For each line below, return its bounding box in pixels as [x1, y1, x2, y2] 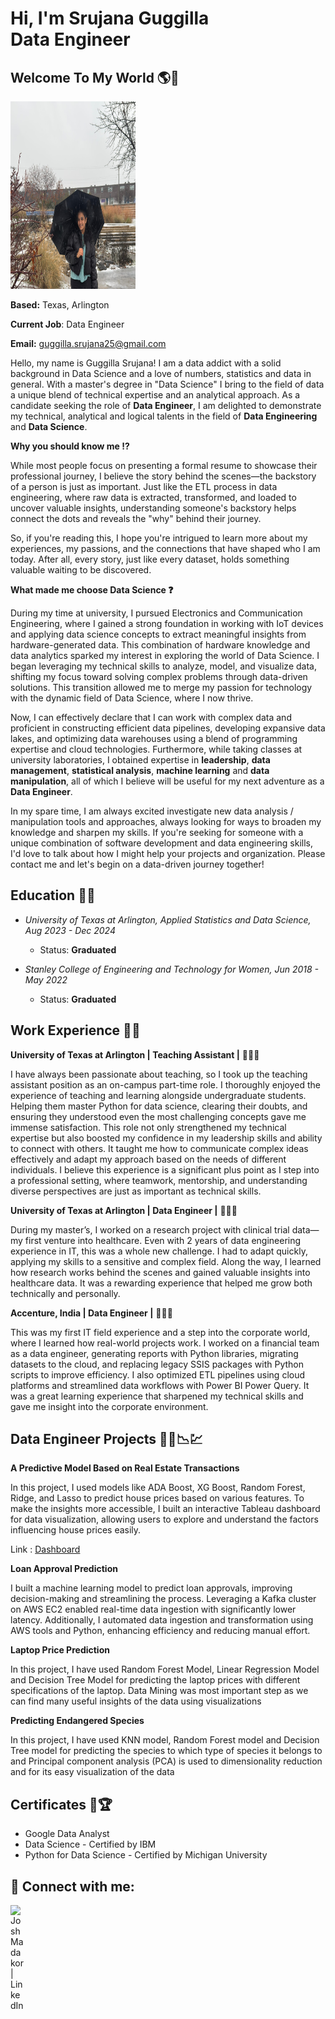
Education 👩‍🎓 [10, 887, 96, 904]
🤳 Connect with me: [10, 1878, 135, 1895]
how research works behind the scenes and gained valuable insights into [10, 1266, 311, 1278]
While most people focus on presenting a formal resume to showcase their [10, 460, 318, 471]
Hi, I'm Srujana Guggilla [10, 7, 210, 30]
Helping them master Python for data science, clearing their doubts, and [10, 1100, 308, 1112]
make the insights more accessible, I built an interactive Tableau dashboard [10, 1503, 321, 1515]
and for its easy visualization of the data [10, 1766, 175, 1778]
